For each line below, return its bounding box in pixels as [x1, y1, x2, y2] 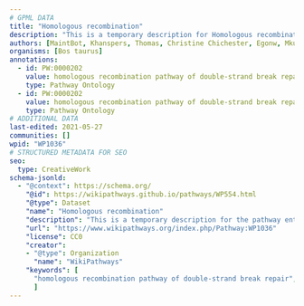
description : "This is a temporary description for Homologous [9, 30, 253, 39]
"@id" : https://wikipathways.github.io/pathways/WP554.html [25, 190, 257, 199]
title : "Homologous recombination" [9, 22, 144, 31]
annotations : [9, 55, 59, 64]
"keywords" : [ [25, 266, 79, 275]
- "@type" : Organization [25, 249, 119, 258]
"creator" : [25, 241, 67, 250]
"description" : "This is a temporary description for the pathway [25, 215, 281, 225]
